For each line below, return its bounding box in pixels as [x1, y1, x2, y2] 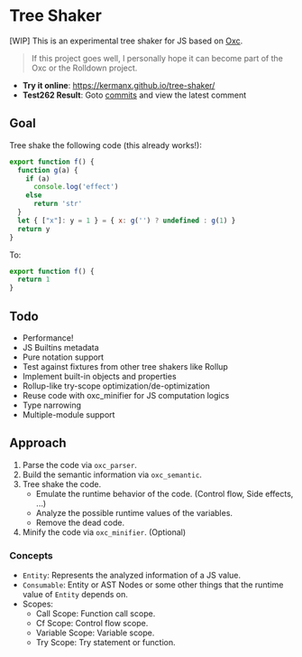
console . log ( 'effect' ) [32, 183, 119, 192]
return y [17, 224, 50, 233]
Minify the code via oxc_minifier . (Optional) [22, 526, 187, 538]
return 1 [17, 275, 50, 285]
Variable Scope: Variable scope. [35, 627, 155, 638]
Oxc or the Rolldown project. [31, 62, 138, 73]
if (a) [25, 174, 50, 183]
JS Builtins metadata [22, 342, 99, 352]
